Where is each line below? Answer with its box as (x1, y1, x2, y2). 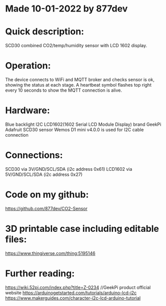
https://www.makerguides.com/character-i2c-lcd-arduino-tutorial (5, 295, 141, 301)
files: (5, 234, 27, 245)
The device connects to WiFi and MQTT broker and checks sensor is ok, (5, 77, 154, 83)
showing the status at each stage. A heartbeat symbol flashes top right (5, 82, 152, 88)
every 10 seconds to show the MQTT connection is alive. (5, 87, 122, 93)
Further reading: (5, 268, 75, 279)
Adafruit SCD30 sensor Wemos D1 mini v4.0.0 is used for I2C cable (5, 127, 144, 133)
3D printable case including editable (5, 223, 159, 234)
